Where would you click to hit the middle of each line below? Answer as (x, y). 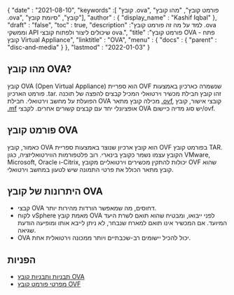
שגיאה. (27, 231)
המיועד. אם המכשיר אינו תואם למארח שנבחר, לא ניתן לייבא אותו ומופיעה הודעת (122, 223)
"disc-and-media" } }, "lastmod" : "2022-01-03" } (79, 47)
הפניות (22, 260)
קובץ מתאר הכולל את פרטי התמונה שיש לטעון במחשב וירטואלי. (90, 169)
